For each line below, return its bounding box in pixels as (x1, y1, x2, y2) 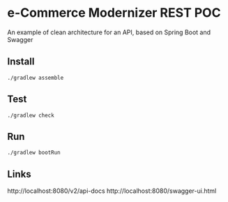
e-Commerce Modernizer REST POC (7, 5, 221, 21)
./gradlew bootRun (7, 149, 61, 157)
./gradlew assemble (7, 74, 64, 81)
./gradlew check (7, 112, 54, 119)
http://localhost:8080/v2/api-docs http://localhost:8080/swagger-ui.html (7, 187, 217, 195)
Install (7, 56, 35, 68)
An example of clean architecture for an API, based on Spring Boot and (7, 28, 211, 36)
